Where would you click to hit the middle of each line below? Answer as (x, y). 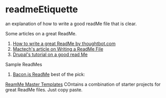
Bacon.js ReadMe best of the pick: (49, 74)
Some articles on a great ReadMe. (41, 33)
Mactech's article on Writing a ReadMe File (58, 49)
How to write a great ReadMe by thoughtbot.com (64, 43)
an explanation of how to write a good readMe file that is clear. (71, 24)
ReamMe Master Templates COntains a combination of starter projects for (83, 84)
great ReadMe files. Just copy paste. (44, 90)
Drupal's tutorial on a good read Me (50, 54)
